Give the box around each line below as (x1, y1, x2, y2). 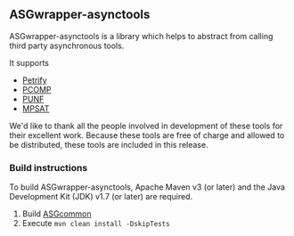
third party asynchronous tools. (9, 40, 125, 51)
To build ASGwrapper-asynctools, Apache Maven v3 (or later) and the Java (9, 182, 285, 192)
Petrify (21, 75, 47, 85)
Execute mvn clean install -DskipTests (21, 218, 171, 229)
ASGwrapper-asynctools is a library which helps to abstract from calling (9, 30, 274, 41)
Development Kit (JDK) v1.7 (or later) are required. (9, 191, 193, 202)
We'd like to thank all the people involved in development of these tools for (9, 120, 283, 131)
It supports (9, 57, 50, 68)
